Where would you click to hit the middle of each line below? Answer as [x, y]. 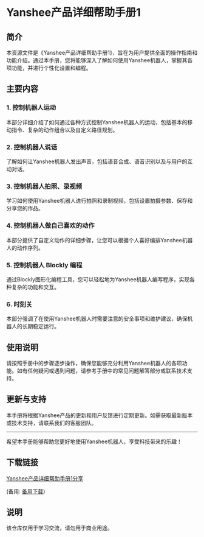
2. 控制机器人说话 [32, 147]
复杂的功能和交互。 [35, 287]
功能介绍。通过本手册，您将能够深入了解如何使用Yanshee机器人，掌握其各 [100, 60]
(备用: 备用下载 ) [26, 491]
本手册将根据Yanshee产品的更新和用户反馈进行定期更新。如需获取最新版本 [100, 415]
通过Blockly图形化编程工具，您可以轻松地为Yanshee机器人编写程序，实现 [98, 279]
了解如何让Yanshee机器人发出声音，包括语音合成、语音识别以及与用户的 [97, 161]
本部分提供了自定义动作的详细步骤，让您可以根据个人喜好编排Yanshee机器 [100, 240]
